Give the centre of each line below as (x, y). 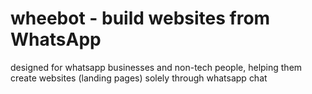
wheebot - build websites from (140, 18)
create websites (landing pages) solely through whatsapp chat (139, 78)
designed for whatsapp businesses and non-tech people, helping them (156, 67)
